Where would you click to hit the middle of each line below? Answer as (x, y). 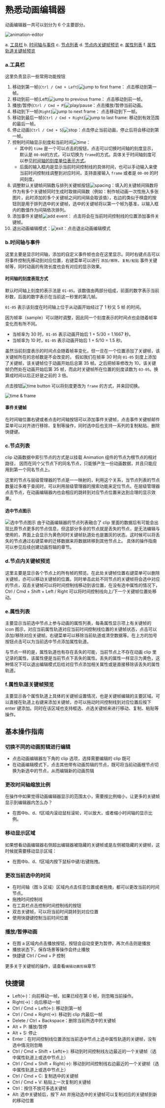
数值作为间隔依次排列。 (45, 210)
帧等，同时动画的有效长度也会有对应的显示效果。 (55, 266)
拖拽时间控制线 (27, 899)
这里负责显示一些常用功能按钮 (35, 76)
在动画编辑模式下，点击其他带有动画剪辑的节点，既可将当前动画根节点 (83, 765)
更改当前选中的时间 (28, 875)
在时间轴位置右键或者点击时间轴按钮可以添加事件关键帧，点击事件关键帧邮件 (82, 419)
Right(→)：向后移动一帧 (36, 1002)
